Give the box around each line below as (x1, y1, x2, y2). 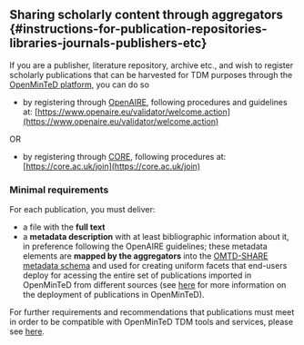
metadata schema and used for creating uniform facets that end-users (22, 261, 288, 271)
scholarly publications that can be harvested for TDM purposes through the (9, 69, 293, 80)
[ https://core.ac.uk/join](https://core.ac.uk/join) (22, 161, 201, 172)
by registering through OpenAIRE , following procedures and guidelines (22, 96, 289, 107)
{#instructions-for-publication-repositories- (9, 22, 268, 37)
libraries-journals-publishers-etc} (9, 35, 208, 51)
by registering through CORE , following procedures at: (22, 151, 227, 162)
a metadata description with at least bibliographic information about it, (22, 232, 289, 242)
